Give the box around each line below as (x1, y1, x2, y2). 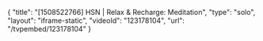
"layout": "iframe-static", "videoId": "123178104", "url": (7, 16, 185, 25)
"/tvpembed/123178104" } (7, 24, 92, 33)
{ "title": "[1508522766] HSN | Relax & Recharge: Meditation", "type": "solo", (7, 8, 256, 17)
